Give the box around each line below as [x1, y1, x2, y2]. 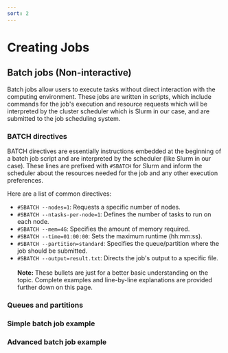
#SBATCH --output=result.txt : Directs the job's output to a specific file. [16, 253, 218, 262]
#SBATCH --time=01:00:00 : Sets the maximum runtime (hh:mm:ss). [16, 231, 203, 240]
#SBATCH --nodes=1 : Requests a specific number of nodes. [16, 203, 181, 211]
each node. [16, 217, 49, 225]
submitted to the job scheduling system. [7, 114, 121, 122]
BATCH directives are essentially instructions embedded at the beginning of [7, 147, 222, 155]
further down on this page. [16, 283, 93, 291]
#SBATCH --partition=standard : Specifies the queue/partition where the [16, 239, 220, 247]
